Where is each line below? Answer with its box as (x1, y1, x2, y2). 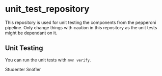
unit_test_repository (5, 3, 90, 15)
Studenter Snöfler (5, 66, 41, 72)
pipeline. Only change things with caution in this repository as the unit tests (5, 24, 157, 30)
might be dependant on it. (5, 30, 57, 36)
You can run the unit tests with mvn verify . (5, 57, 91, 63)
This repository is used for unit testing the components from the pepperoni (5, 19, 156, 25)
